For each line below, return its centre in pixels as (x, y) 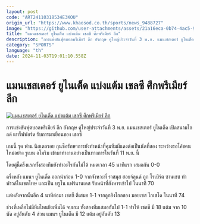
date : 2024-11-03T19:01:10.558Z (46, 56)
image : (14, 28)
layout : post (22, 12)
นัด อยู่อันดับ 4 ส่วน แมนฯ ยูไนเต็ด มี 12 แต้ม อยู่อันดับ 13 (63, 214)
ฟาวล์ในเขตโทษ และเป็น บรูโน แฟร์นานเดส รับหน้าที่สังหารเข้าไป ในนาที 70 (80, 183)
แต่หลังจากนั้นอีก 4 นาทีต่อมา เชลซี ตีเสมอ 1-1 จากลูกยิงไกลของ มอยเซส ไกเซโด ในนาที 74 (96, 195)
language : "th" (25, 51)
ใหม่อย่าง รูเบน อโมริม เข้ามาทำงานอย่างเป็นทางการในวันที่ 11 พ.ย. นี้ (73, 153)
